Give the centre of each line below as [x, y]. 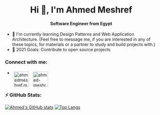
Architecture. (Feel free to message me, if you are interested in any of [81, 39]
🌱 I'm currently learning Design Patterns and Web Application [73, 34]
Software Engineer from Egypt [81, 23]
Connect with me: [26, 62]
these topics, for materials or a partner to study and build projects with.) [84, 44]
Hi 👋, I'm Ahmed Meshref [81, 10]
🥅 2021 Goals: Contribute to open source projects [61, 50]
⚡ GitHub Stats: [23, 95]
